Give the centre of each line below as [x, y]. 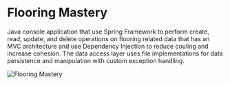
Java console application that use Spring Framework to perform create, [108, 32]
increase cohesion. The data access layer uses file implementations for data [115, 53]
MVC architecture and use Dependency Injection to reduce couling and [108, 46]
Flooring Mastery [57, 13]
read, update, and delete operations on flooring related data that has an [108, 38]
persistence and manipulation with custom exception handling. [96, 60]
